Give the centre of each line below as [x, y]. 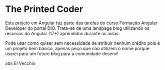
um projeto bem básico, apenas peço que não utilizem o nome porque [77, 48]
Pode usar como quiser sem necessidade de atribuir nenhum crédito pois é [82, 43]
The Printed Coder [44, 9]
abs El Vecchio [20, 63]
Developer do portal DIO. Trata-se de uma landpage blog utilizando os [77, 28]
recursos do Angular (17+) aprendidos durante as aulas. [62, 33]
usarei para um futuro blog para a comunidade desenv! [62, 54]
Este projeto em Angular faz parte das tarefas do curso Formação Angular [81, 23]
